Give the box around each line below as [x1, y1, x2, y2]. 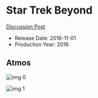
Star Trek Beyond [6, 4, 93, 17]
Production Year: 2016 [14, 41, 69, 48]
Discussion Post [6, 23, 45, 30]
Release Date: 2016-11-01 [14, 34, 76, 41]
